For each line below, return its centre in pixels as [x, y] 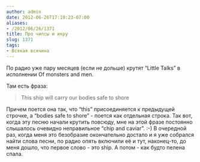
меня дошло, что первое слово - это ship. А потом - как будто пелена [96, 147]
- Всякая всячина [28, 51]
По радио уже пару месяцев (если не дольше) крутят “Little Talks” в [93, 68]
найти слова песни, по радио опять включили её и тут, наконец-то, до [96, 141]
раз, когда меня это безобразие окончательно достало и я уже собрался [100, 134]
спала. [15, 154]
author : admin [24, 12]
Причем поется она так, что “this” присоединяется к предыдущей [91, 109]
